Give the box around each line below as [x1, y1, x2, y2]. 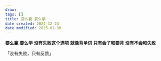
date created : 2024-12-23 [5, 21, 59, 26]
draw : [5, 7, 16, 12]
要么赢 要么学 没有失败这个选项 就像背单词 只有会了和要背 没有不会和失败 [5, 40, 156, 46]
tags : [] [5, 12, 23, 17]
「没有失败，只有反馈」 [5, 51, 53, 57]
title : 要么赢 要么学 [5, 16, 46, 21]
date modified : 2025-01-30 [5, 26, 61, 31]
